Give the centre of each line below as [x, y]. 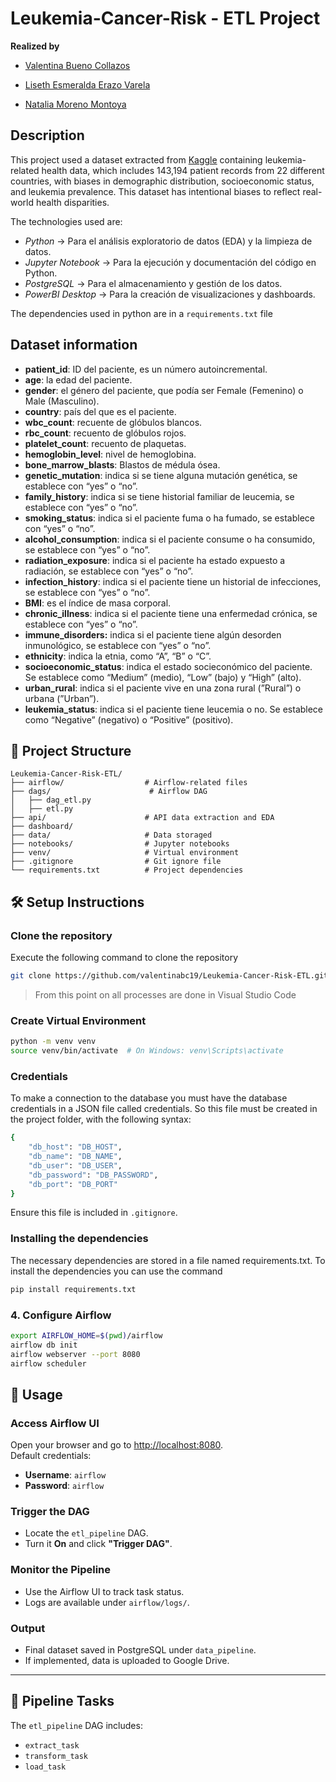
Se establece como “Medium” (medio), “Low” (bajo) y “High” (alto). [163, 677]
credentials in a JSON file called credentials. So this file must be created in [164, 1109]
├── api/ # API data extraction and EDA [142, 818]
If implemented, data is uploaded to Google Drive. [127, 1660]
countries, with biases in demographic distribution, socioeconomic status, [162, 181]
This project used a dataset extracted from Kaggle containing [136, 159]
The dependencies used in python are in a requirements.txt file [141, 313]
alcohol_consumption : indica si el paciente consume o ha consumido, [170, 539]
